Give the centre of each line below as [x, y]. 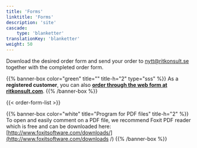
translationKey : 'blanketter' [43, 39]
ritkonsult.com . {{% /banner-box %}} [52, 91]
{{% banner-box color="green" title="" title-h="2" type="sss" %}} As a [92, 78]
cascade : [17, 28]
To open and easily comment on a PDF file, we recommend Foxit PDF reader [98, 120]
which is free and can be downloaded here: [59, 126]
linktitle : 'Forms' [30, 17]
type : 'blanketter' [41, 33]
